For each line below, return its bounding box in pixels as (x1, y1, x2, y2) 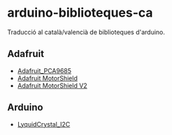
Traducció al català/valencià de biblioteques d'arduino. (7, 28, 166, 36)
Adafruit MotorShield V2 (17, 81, 87, 90)
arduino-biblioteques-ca (7, 5, 153, 21)
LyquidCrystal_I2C (17, 120, 71, 128)
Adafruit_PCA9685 (17, 66, 72, 74)
